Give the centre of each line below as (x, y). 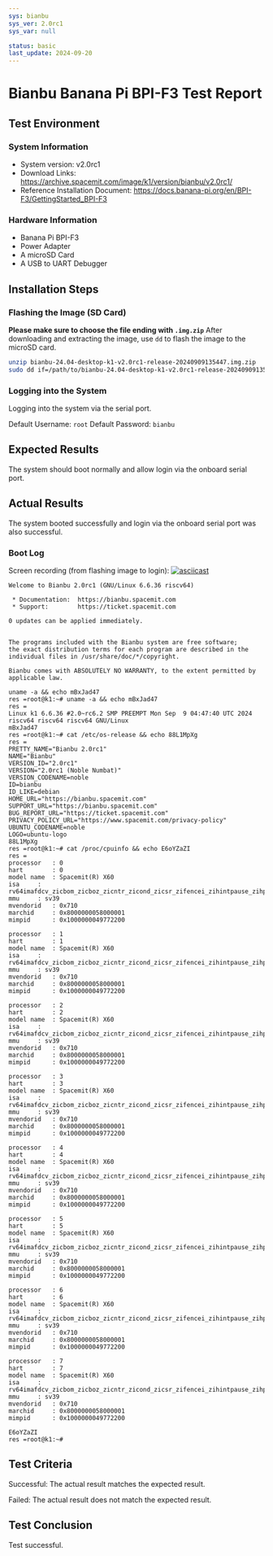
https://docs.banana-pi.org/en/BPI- (193, 190)
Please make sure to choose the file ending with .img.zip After (115, 329)
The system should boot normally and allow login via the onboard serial (128, 469)
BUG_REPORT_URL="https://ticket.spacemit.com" (89, 813)
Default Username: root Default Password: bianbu (92, 425)
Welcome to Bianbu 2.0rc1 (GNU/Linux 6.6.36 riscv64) (102, 585)
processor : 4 (36, 1148)
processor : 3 (36, 1076)
